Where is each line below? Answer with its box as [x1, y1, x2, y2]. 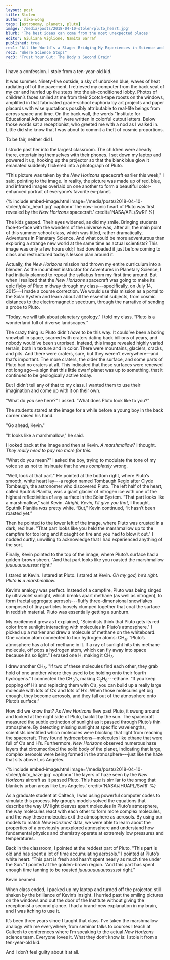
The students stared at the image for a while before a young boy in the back [6, 407, 163, 413]
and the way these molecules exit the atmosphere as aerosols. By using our [6, 813, 163, 820]
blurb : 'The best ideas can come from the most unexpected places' [6, 31, 151, 36]
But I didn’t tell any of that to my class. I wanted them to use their [6, 382, 141, 388]
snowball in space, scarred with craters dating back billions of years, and [6, 335, 158, 341]
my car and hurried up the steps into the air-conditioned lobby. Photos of [6, 89, 157, 95]
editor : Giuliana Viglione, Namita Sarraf [6, 36, 96, 41]
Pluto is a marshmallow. [6, 578, 56, 584]
